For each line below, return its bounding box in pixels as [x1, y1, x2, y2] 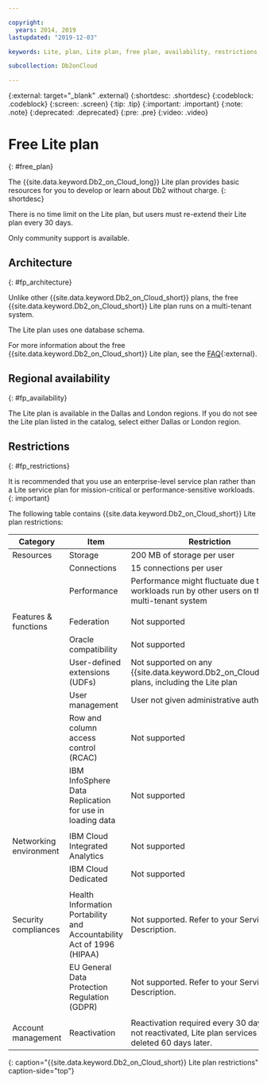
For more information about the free [8, 340, 126, 350]
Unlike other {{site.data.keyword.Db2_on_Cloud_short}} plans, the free [8, 292, 238, 302]
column [68, 722, 98, 733]
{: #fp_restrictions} [8, 461, 70, 470]
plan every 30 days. [8, 218, 73, 227]
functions [12, 621, 48, 632]
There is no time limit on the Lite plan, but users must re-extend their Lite [8, 210, 247, 219]
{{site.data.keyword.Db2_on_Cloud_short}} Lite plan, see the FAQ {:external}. [8, 349, 257, 358]
